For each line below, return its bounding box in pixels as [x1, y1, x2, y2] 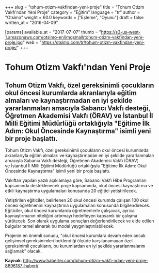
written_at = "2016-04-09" [5, 19, 58, 25]
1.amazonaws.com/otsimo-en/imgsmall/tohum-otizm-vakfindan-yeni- [5, 34, 144, 40]
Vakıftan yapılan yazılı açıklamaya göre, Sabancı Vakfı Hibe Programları [5, 177, 147, 183]
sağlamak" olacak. [5, 248, 42, 254]
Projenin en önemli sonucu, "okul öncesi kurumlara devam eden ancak [5, 233, 146, 238]
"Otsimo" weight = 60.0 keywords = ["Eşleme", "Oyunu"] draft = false [5, 15, 144, 20]
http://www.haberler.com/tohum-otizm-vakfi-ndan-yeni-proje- [23, 258, 148, 263]
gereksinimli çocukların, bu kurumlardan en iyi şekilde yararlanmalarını [5, 243, 145, 249]
